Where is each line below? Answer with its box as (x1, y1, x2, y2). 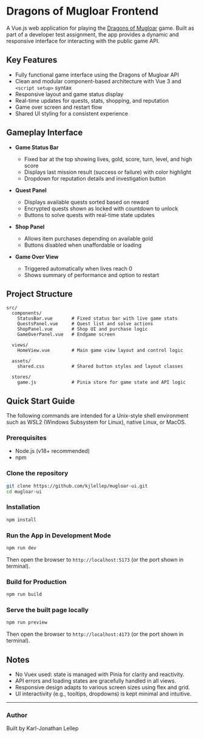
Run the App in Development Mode (6, 531, 111, 539)
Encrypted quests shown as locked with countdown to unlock (24, 205, 178, 212)
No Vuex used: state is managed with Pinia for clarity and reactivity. (15, 671, 185, 678)
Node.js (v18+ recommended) (15, 447, 90, 455)
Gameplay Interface (6, 128, 83, 138)
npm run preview (6, 619, 47, 626)
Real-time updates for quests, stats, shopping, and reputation (15, 97, 169, 104)
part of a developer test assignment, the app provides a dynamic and (6, 30, 179, 38)
